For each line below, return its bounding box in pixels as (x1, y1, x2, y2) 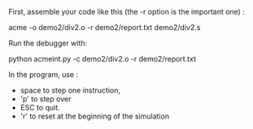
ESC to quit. (20, 103, 60, 112)
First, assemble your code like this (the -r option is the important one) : (8, 7, 246, 16)
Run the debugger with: (8, 38, 88, 48)
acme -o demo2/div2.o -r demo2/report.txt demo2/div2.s (8, 23, 201, 32)
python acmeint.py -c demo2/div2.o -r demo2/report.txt (8, 54, 197, 63)
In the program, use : (8, 70, 79, 80)
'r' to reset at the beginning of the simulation (20, 111, 169, 121)
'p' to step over (20, 94, 72, 104)
